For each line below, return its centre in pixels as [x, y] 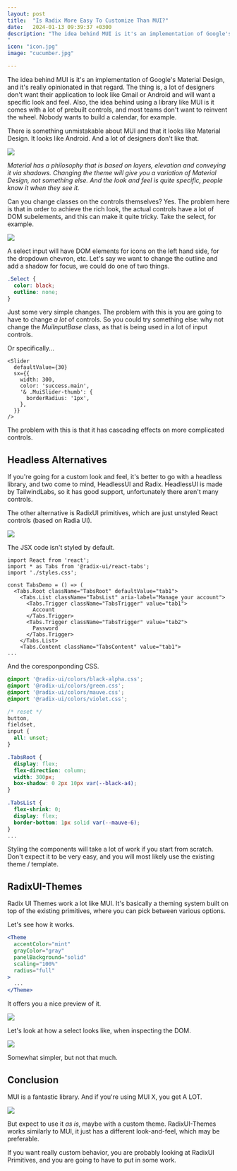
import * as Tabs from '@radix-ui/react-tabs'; [79, 567]
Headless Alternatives [57, 460]
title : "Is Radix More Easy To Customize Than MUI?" [88, 20]
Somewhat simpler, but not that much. [62, 1058]
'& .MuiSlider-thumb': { [56, 392]
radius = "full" [34, 970]
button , [19, 718]
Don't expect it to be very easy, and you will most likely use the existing [111, 857]
